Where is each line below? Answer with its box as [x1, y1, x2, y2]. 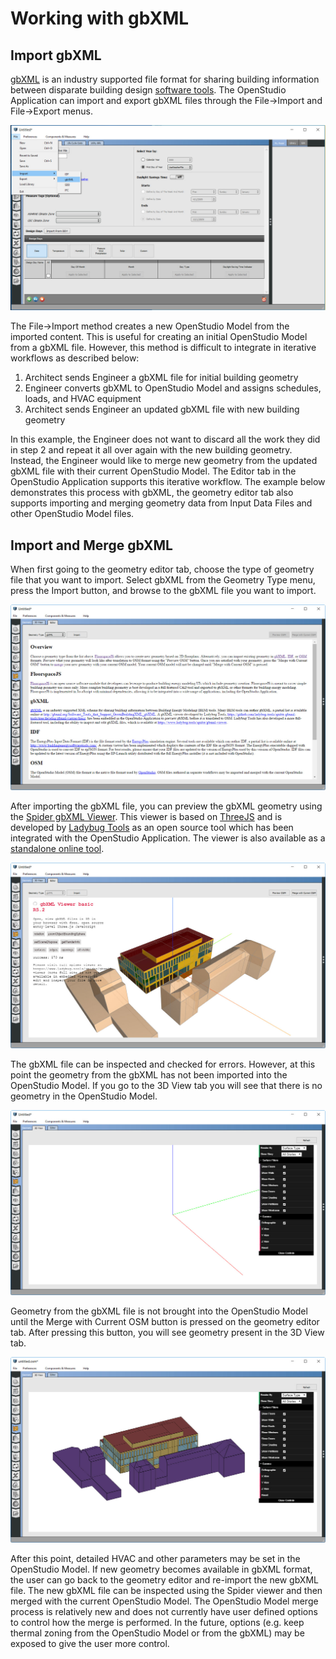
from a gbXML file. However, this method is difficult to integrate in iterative [10, 342, 317, 354]
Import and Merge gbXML [10, 537, 173, 554]
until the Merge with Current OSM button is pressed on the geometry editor [10, 1316, 320, 1328]
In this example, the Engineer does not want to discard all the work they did [10, 433, 321, 446]
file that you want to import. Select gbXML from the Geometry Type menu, [10, 574, 316, 586]
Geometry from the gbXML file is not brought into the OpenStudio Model [10, 1305, 308, 1317]
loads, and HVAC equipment [24, 393, 142, 405]
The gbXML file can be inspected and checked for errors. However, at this [10, 1058, 316, 1070]
